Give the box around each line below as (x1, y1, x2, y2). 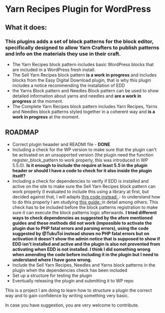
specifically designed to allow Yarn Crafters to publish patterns (5, 44, 160, 51)
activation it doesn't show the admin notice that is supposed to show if (12, 235, 160, 241)
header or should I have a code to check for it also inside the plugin (12, 167, 152, 173)
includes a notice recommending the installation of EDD (12, 82, 125, 88)
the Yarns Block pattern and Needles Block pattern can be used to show (12, 87, 159, 93)
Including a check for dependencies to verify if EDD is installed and (12, 178, 149, 184)
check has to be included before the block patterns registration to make (12, 204, 158, 210)
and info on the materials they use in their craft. (5, 50, 121, 57)
